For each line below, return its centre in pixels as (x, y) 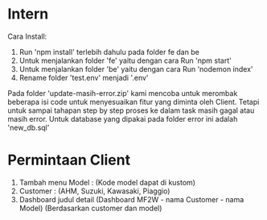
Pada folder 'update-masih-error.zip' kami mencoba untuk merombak (123, 93)
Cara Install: (27, 36)
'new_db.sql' (29, 127)
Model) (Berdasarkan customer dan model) (90, 208)
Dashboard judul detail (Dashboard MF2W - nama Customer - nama (131, 199)
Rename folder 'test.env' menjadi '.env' (84, 77)
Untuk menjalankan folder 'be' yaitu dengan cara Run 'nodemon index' (136, 68)
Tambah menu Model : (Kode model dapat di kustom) (107, 182)
